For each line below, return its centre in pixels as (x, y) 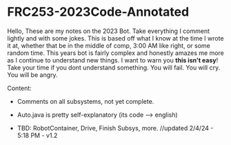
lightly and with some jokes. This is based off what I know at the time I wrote (115, 38)
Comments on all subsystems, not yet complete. (86, 101)
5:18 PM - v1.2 (37, 135)
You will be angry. (32, 75)
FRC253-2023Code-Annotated (98, 12)
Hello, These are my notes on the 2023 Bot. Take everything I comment (109, 31)
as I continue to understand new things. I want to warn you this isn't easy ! (113, 60)
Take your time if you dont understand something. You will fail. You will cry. (114, 67)
